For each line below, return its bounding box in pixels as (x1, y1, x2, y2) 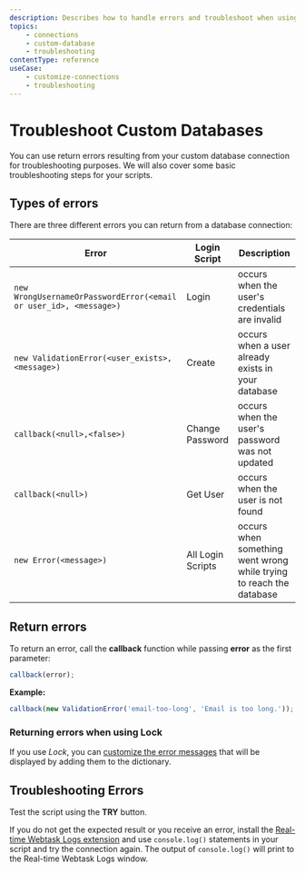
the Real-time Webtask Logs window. (9, 853, 148, 864)
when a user (237, 340, 290, 352)
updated (237, 456, 274, 469)
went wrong (237, 554, 289, 567)
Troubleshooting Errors (9, 782, 144, 798)
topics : (9, 22, 39, 31)
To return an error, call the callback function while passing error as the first (9, 643, 292, 654)
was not (237, 445, 272, 458)
